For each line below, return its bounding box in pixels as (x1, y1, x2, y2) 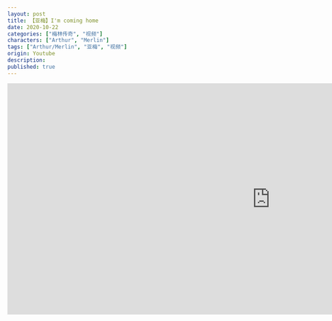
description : (7, 57, 46, 64)
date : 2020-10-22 (7, 23, 59, 31)
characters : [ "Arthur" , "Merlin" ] (7, 37, 110, 44)
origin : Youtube (7, 50, 55, 58)
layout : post (7, 10, 46, 18)
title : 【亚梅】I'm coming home (7, 17, 99, 24)
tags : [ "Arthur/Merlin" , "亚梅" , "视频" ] (7, 43, 128, 50)
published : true (7, 63, 55, 70)
